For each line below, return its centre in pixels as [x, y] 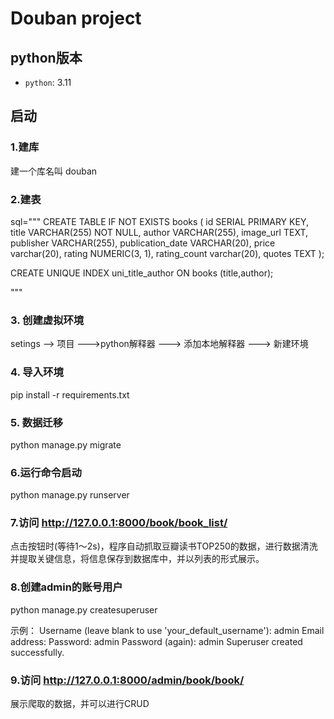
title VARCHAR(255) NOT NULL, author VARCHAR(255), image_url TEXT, [159, 232]
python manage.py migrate [66, 444]
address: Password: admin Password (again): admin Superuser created [156, 641]
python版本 [46, 57]
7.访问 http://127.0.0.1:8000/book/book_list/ [119, 523]
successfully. [37, 652]
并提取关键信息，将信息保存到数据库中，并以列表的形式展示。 [137, 559]
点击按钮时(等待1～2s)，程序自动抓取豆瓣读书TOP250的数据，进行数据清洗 [164, 546]
